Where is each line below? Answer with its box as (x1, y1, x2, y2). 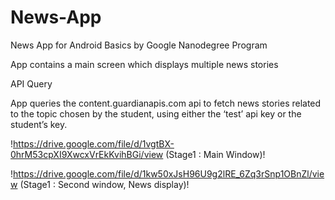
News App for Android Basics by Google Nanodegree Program (10, 39, 268, 51)
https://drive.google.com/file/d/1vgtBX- (13, 137, 175, 150)
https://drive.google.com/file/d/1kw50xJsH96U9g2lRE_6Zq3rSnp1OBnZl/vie (13, 167, 325, 180)
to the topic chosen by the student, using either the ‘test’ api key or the (10, 107, 302, 120)
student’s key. (10, 118, 68, 130)
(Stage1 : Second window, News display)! (19, 178, 190, 190)
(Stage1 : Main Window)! (165, 148, 266, 160)
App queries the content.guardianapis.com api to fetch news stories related (10, 97, 322, 109)
